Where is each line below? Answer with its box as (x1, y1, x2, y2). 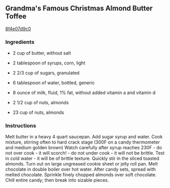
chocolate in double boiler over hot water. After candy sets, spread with (5, 166, 156, 173)
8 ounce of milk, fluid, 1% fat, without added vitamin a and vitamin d (12, 89, 156, 96)
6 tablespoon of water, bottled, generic (12, 80, 95, 86)
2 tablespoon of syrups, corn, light (12, 60, 86, 66)
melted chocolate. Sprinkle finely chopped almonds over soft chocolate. (5, 172, 157, 178)
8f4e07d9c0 (5, 26, 32, 32)
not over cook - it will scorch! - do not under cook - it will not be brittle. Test (5, 150, 165, 156)
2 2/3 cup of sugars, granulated (12, 70, 80, 76)
